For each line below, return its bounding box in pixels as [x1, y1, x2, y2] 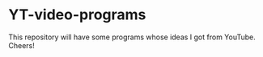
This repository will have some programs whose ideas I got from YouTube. [8, 32, 257, 42]
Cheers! [8, 40, 35, 50]
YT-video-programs [8, 6, 146, 24]
